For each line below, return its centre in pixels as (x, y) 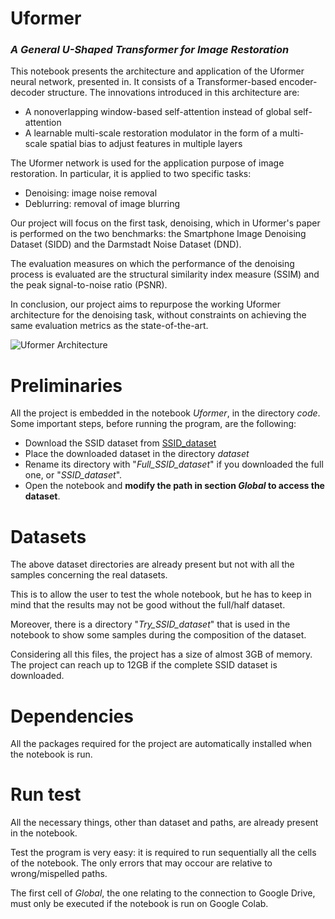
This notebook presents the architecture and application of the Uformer (157, 71)
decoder (28, 93)
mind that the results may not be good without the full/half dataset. (148, 605)
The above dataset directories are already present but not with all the (152, 564)
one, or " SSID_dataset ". (73, 475)
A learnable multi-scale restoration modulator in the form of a (151, 133)
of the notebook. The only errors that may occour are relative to (141, 863)
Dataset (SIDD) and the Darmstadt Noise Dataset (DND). (126, 244)
